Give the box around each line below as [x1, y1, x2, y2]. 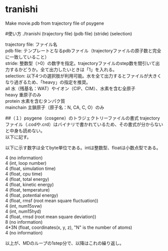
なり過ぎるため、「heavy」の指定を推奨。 [5, 79, 91, 85]
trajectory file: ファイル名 [5, 41, 58, 47]
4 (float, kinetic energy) [5, 181, 54, 187]
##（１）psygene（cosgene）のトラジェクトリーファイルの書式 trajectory [5, 115, 160, 121]
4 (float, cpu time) [5, 170, 43, 177]
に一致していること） [5, 54, 49, 60]
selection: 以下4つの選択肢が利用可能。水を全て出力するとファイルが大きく [5, 73, 162, 79]
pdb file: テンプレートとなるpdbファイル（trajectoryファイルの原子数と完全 [5, 47, 162, 53]
